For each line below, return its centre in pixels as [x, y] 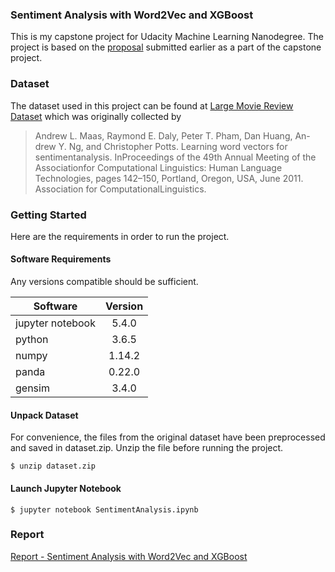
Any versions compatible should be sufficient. [104, 282]
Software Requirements [61, 259]
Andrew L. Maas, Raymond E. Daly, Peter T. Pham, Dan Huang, [163, 135]
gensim [32, 388]
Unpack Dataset [44, 415]
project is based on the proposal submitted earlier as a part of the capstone [166, 47]
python [32, 340]
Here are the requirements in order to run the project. [120, 236]
